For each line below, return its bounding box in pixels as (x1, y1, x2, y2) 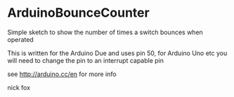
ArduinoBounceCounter (7, 5, 150, 21)
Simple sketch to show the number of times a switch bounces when (7, 28, 204, 36)
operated (7, 35, 34, 43)
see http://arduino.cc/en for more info (7, 70, 117, 78)
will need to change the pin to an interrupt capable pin (7, 56, 164, 64)
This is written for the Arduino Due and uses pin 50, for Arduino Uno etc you (7, 49, 228, 57)
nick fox (7, 83, 30, 91)
